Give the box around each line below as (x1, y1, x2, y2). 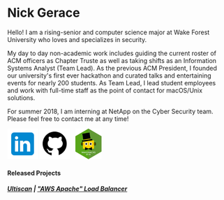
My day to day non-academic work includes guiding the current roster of (7, 49, 216, 57)
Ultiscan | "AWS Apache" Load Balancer (7, 185, 128, 193)
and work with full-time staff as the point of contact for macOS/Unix (7, 86, 203, 94)
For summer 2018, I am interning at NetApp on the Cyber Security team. (7, 107, 214, 115)
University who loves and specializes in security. (7, 35, 147, 43)
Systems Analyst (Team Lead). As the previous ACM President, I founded (7, 64, 218, 72)
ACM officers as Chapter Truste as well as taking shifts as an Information (7, 56, 217, 64)
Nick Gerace (7, 5, 80, 21)
